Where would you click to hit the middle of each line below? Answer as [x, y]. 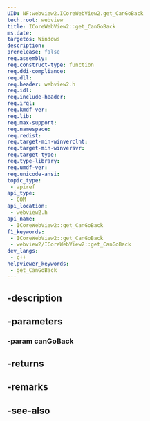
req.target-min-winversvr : [46, 148]
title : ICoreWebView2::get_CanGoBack [62, 26]
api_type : [21, 193]
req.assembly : [28, 59]
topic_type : [24, 180]
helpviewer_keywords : [38, 264]
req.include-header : [37, 97]
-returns [26, 363]
